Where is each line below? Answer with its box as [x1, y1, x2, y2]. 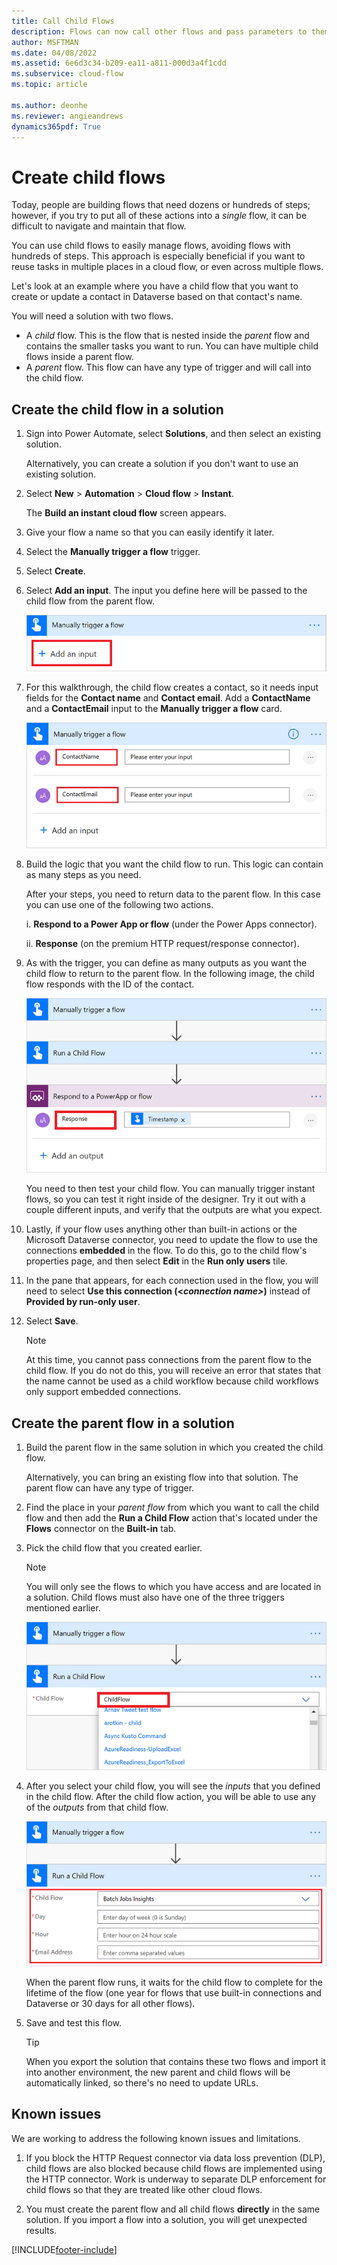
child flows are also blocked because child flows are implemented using [25, 2162, 323, 2174]
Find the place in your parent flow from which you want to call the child [25, 1501, 319, 1514]
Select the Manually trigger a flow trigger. [25, 546, 201, 558]
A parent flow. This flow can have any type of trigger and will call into [25, 361, 312, 374]
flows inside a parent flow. [25, 351, 134, 363]
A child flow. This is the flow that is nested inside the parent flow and [25, 330, 310, 342]
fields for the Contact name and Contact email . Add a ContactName [25, 691, 311, 704]
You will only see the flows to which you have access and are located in [25, 1581, 322, 1593]
